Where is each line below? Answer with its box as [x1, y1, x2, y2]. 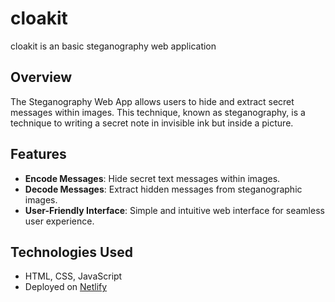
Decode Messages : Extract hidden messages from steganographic [24, 183, 303, 195]
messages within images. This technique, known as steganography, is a [10, 106, 306, 118]
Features [10, 146, 67, 163]
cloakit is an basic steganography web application [10, 40, 217, 52]
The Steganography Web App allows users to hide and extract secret [10, 95, 295, 107]
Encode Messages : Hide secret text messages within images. [24, 172, 281, 184]
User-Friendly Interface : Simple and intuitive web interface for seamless [24, 204, 325, 216]
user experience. [24, 215, 95, 227]
